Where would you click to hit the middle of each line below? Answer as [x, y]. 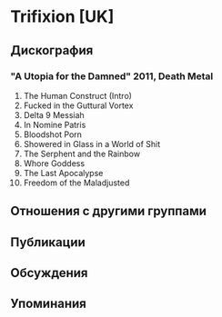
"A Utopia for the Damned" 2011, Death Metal [112, 76]
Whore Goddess [54, 163]
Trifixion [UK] [62, 17]
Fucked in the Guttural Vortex [78, 105]
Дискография [52, 50]
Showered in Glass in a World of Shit [92, 144]
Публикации [48, 242]
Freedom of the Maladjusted [76, 183]
